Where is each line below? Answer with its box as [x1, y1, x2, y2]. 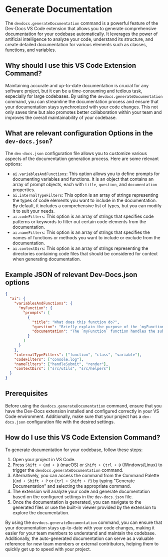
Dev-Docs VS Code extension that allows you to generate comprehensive [5, 25, 156, 31]
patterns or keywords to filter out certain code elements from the [12, 218, 146, 224]
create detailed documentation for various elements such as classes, [5, 41, 147, 47]
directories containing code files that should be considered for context [12, 250, 158, 256]
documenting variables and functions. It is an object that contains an [12, 176, 154, 182]
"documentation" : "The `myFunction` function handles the [31, 329, 155, 334]
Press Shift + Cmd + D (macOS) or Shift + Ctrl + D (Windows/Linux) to [12, 462, 162, 468]
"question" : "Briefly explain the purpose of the [31, 324, 137, 329]
